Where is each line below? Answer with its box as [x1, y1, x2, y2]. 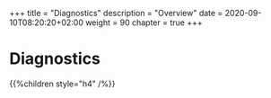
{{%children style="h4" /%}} [9, 78, 116, 89]
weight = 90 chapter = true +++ [84, 17, 204, 28]
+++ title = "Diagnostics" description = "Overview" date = [9, 8, 223, 18]
